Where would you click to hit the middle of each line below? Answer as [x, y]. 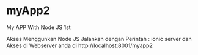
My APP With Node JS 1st [39, 27]
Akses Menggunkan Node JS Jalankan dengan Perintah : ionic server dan [99, 39]
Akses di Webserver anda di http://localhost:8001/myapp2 [79, 45]
